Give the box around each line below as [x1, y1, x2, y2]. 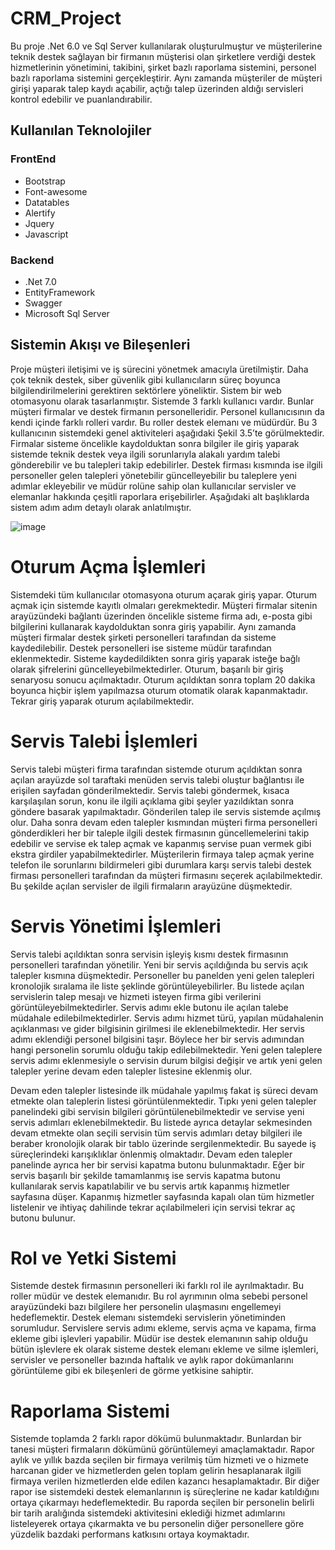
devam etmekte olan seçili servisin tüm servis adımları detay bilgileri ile [10, 1127, 303, 1139]
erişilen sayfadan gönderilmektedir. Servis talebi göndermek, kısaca [10, 784, 290, 796]
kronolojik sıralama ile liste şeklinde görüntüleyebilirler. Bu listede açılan [10, 980, 305, 992]
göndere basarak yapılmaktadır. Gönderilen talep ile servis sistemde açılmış [10, 805, 322, 817]
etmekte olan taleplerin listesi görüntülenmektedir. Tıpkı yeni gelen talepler [10, 1095, 317, 1107]
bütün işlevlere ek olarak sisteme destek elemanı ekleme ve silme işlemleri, [10, 1343, 319, 1356]
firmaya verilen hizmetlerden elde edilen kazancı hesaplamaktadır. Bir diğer [10, 1475, 320, 1487]
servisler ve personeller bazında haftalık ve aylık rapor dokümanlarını [10, 1354, 294, 1366]
